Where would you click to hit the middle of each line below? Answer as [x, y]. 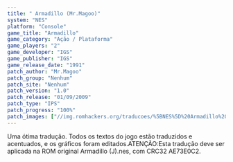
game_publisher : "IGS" [40, 59]
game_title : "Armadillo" [43, 33]
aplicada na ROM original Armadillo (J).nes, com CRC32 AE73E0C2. [104, 151]
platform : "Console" [37, 26]
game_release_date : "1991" [46, 65]
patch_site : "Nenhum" [38, 84]
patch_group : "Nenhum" [40, 78]
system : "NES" [28, 20]
